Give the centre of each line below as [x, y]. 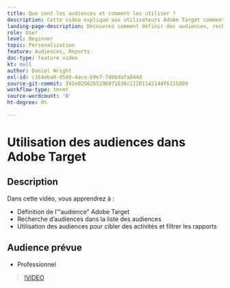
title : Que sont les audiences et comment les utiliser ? [91, 13]
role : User [23, 32]
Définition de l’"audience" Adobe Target [73, 211]
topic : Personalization [41, 45]
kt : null [20, 64]
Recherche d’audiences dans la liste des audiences [89, 219]
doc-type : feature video [42, 58]
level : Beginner [30, 39]
